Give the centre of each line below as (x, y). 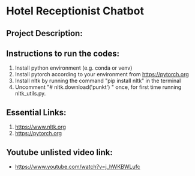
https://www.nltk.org (40, 127)
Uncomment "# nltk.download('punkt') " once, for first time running (98, 87)
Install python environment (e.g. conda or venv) (73, 68)
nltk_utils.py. (30, 94)
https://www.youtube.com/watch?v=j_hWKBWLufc (77, 167)
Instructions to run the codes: (63, 53)
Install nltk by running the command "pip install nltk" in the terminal (98, 81)
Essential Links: (36, 112)
